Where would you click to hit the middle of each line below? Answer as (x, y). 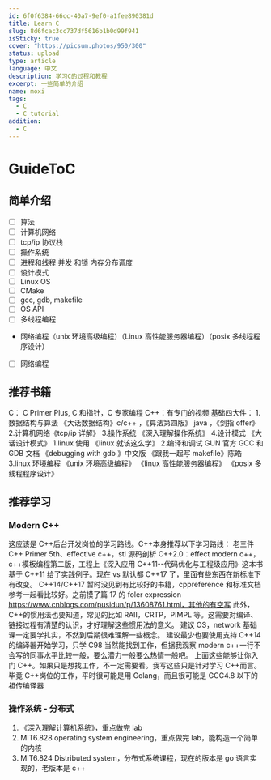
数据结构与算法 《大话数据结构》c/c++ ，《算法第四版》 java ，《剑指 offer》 (134, 423)
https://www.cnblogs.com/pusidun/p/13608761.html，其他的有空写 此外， (131, 605)
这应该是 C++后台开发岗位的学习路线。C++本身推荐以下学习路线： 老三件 (131, 544)
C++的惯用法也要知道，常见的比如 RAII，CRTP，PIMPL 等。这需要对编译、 (133, 615)
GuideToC (42, 169)
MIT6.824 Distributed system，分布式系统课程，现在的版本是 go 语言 (135, 758)
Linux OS (35, 282)
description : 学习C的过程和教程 (58, 76)
